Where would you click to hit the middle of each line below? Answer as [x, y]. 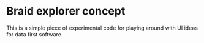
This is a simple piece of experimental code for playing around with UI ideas [102, 28]
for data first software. [35, 34]
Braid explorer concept [66, 11]
